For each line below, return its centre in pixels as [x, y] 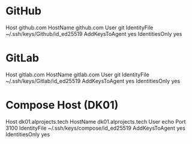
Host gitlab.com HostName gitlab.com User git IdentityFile [77, 74]
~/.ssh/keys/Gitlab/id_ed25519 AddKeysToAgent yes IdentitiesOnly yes [93, 81]
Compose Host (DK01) [62, 105]
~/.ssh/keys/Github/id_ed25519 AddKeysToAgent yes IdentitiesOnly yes [94, 33]
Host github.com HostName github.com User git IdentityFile [79, 27]
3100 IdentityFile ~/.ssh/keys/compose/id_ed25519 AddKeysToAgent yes [95, 128]
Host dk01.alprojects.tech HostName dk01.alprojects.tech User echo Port [96, 121]
